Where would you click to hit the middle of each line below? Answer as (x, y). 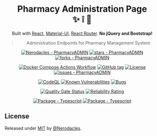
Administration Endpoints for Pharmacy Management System (88, 43)
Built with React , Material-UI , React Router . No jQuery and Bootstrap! (82, 33)
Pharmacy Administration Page (82, 9)
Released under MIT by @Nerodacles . (43, 128)
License (17, 116)
